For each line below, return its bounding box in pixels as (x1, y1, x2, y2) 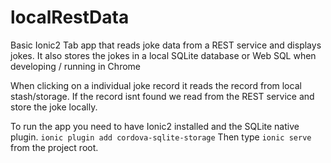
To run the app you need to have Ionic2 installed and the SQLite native (10, 120, 300, 132)
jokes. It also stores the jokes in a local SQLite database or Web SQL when (10, 49, 317, 61)
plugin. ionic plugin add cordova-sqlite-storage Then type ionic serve (10, 131, 312, 143)
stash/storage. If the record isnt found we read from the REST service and (10, 90, 315, 102)
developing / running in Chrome (10, 60, 141, 72)
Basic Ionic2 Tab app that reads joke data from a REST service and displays (10, 39, 322, 51)
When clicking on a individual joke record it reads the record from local (10, 79, 302, 91)
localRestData (10, 6, 130, 29)
